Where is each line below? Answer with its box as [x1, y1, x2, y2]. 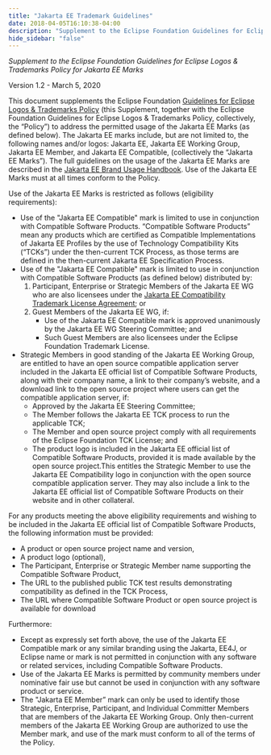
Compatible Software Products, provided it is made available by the [31, 453, 256, 463]
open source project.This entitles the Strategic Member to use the [31, 461, 252, 471]
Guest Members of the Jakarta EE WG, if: [31, 307, 169, 317]
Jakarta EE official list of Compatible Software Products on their [31, 487, 244, 496]
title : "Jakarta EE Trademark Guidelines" [8, 11, 153, 20]
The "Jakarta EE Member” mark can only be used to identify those [19, 695, 240, 705]
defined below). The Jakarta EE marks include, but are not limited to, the [8, 131, 249, 140]
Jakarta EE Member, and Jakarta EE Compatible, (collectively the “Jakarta [8, 147, 253, 157]
